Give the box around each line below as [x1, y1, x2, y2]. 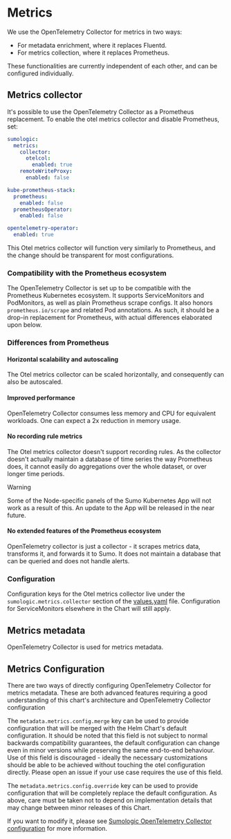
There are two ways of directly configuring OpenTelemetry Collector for [7, 681, 212, 689]
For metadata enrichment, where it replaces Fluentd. [17, 41, 167, 49]
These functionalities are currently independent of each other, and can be [7, 62, 218, 70]
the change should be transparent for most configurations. [7, 251, 174, 259]
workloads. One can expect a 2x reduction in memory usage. [7, 416, 181, 424]
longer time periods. [7, 469, 65, 478]
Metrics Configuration [7, 663, 105, 675]
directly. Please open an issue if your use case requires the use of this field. [7, 768, 223, 776]
